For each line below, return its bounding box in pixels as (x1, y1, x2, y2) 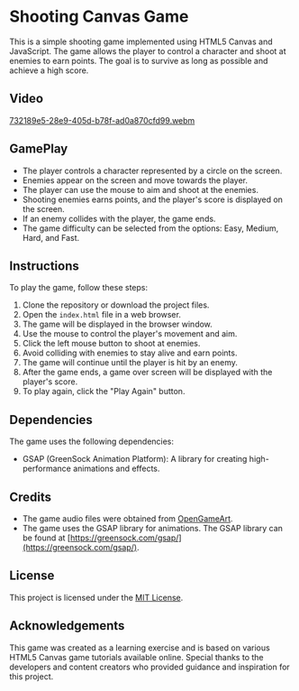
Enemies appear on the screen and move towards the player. (22, 174, 249, 186)
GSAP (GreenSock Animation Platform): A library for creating (22, 454, 248, 465)
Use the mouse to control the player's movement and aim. (22, 328, 238, 339)
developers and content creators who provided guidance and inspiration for (9, 661, 290, 672)
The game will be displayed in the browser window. (22, 318, 213, 330)
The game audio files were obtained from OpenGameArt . (22, 513, 233, 524)
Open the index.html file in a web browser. (22, 309, 182, 320)
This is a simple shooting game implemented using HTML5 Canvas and (9, 36, 273, 47)
